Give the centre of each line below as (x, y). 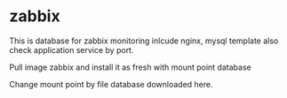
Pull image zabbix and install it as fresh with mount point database (130, 67)
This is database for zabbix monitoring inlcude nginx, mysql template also (144, 41)
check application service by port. (72, 49)
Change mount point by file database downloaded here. (111, 84)
